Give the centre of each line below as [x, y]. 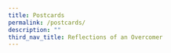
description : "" [35, 30]
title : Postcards [36, 15]
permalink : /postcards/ [47, 23]
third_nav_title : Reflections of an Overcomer [85, 37]
